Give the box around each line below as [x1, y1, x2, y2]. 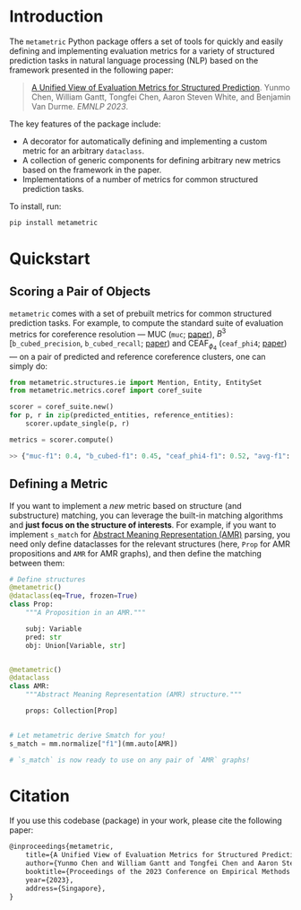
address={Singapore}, [25, 884, 106, 893]
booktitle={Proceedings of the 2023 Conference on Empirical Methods [25, 867, 291, 876]
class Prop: [9, 599, 54, 609]
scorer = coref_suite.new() [9, 402, 115, 412]
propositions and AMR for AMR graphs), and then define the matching [9, 547, 262, 558]
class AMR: [9, 682, 50, 691]
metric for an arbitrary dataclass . [21, 145, 145, 156]
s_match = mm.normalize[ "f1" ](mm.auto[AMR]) [9, 739, 178, 748]
